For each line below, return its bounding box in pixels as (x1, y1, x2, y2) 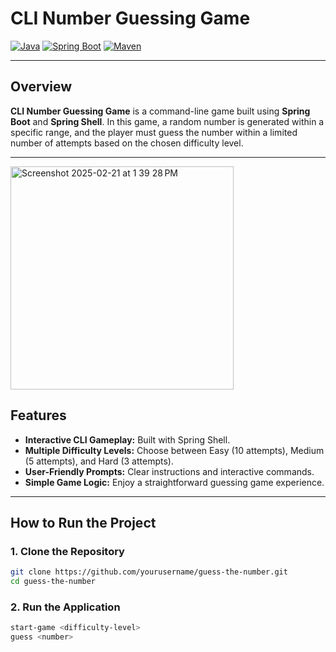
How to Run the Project (10, 514, 157, 531)
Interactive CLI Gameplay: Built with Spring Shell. (24, 433, 231, 446)
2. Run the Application (10, 600, 121, 614)
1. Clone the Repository (10, 544, 125, 558)
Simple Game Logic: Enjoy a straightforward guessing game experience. (24, 476, 325, 488)
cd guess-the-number (10, 577, 97, 587)
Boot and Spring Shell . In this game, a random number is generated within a (10, 115, 325, 127)
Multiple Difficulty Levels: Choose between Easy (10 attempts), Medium (24, 444, 325, 456)
